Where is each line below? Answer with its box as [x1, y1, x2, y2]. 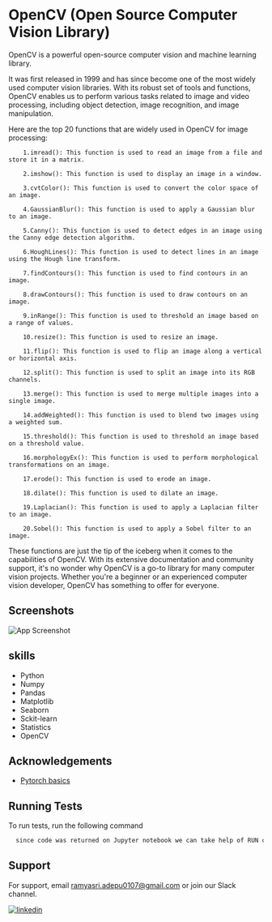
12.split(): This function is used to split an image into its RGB [23, 368, 255, 376]
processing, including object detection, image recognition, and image [8, 100, 240, 109]
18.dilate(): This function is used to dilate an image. [23, 489, 219, 497]
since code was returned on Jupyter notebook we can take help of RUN [15, 837, 259, 845]
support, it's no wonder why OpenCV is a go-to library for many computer [8, 563, 255, 572]
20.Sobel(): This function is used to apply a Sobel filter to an [23, 525, 252, 533]
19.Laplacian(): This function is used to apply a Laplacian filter [23, 503, 259, 512]
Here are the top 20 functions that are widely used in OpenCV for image [8, 124, 249, 134]
